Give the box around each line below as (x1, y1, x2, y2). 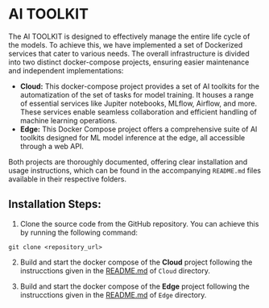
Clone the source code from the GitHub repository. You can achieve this (19, 219, 259, 228)
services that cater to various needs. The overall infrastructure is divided (8, 48, 250, 58)
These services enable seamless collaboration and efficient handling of (19, 106, 258, 117)
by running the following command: (19, 227, 139, 237)
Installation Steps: (8, 198, 102, 211)
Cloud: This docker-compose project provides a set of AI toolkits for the (19, 81, 260, 91)
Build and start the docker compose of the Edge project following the (19, 281, 250, 291)
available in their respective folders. (8, 174, 127, 184)
